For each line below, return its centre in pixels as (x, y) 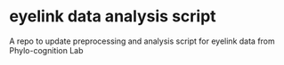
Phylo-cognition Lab (46, 50)
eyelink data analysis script (113, 16)
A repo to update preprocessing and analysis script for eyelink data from (142, 41)
